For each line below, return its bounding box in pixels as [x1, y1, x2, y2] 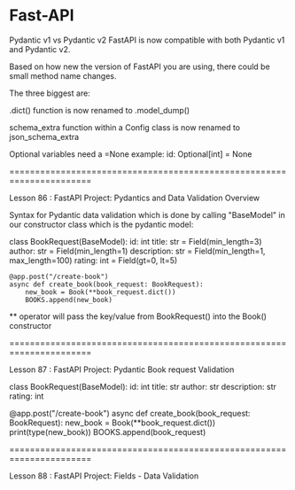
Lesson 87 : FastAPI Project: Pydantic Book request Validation [9, 364, 235, 375]
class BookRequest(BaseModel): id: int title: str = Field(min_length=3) [9, 236, 262, 246]
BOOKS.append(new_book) [25, 295, 113, 304]
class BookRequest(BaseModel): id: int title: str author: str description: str [9, 381, 276, 392]
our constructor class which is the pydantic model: [9, 219, 194, 229]
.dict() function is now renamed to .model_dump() [9, 105, 190, 115]
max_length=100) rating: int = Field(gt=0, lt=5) [9, 254, 178, 266]
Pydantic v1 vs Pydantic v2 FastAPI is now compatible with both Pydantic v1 [9, 35, 285, 45]
